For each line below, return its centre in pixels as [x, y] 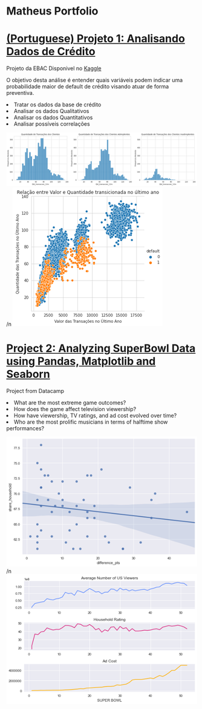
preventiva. [20, 93]
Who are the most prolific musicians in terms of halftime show [91, 422]
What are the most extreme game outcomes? [70, 403]
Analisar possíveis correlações [52, 124]
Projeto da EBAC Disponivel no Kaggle [54, 68]
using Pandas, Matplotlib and [81, 361]
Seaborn [28, 374]
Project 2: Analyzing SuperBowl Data [101, 348]
